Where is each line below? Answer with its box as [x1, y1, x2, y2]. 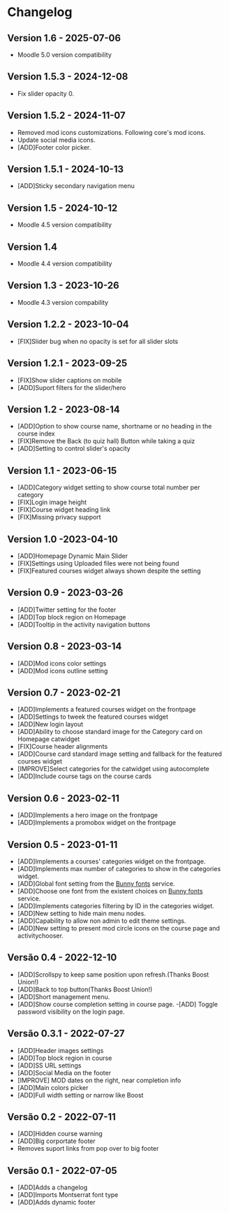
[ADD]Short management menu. [17, 992, 110, 1000]
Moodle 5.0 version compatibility [17, 50, 112, 59]
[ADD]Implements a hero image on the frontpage [17, 811, 158, 819]
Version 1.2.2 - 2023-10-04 [7, 319, 129, 331]
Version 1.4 [7, 241, 58, 252]
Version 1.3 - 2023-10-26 [7, 280, 120, 292]
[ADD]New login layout [17, 720, 84, 728]
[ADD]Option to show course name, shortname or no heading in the [17, 422, 212, 431]
